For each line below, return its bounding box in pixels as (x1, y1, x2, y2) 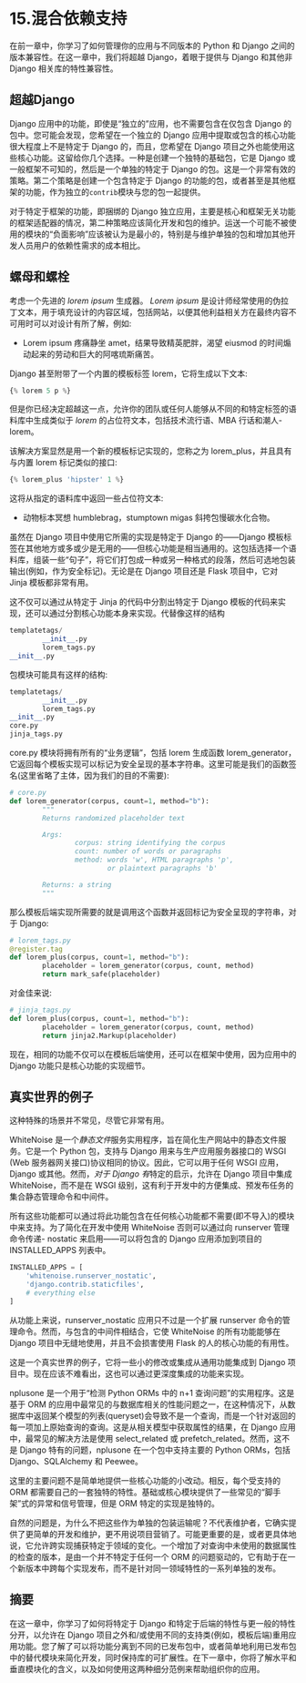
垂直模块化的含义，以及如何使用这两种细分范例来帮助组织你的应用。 (9, 1663, 265, 1674)
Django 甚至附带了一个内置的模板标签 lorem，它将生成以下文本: (9, 368, 248, 379)
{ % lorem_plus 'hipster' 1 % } (9, 475, 125, 484)
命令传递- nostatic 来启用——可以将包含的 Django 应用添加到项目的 (9, 1233, 262, 1244)
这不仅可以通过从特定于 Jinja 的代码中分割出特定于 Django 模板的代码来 (9, 597, 279, 607)
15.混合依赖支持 (9, 8, 127, 29)
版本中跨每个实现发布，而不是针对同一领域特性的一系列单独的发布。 (25, 1563, 280, 1574)
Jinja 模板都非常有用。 (9, 577, 94, 588)
